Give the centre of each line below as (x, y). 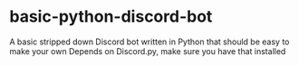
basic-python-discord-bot (111, 17)
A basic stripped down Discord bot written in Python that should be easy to (149, 42)
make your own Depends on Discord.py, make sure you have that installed (148, 51)
